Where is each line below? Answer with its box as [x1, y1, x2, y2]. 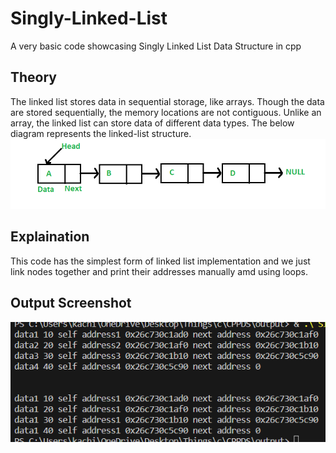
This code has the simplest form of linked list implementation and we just [10, 255, 311, 267]
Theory [10, 69, 58, 86]
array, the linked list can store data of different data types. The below [10, 117, 295, 129]
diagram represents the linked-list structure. [10, 127, 192, 139]
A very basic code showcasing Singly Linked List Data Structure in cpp [10, 40, 302, 52]
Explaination [10, 228, 90, 246]
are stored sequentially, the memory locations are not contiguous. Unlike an [10, 106, 322, 118]
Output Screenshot [10, 295, 132, 312]
